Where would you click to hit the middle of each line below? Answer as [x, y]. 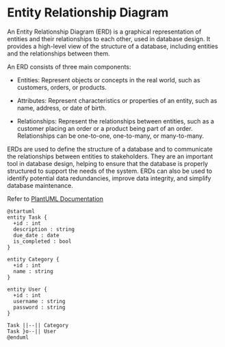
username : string [40, 301]
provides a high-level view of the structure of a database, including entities [113, 46]
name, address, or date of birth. [62, 108]
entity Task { [27, 217]
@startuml [21, 211]
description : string [44, 229]
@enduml [18, 337]
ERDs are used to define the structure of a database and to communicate [110, 149]
